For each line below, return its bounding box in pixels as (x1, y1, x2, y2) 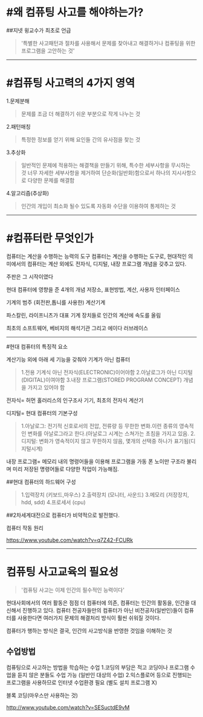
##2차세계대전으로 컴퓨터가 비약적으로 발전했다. (6, 511, 120, 519)
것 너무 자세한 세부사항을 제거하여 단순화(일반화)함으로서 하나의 (21, 169, 171, 176)
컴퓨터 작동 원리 (6, 524, 44, 531)
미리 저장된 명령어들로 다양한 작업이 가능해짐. (12, 465, 120, 472)
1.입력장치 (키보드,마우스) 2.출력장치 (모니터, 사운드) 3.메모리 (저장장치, (21, 491, 189, 498)
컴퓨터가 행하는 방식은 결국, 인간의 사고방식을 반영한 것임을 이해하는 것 (6, 627, 172, 634)
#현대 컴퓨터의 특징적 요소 (6, 343, 68, 350)
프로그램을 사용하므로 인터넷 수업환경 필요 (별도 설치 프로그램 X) (6, 678, 158, 686)
